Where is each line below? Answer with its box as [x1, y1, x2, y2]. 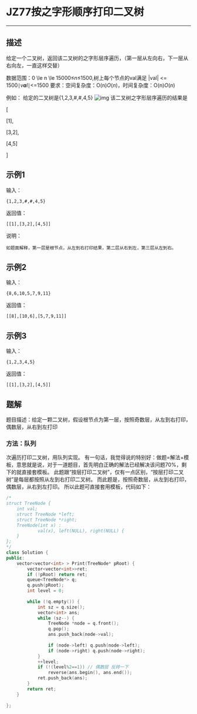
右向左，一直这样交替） [6, 62, 63, 69]
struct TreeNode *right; [16, 517, 77, 523]
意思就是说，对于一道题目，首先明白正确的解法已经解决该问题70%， [16, 462, 182, 469]
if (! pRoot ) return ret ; [27, 571, 88, 577]
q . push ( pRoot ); [27, 582, 64, 588]
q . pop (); [47, 626, 69, 632]
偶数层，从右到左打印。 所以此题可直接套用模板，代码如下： [6, 483, 151, 490]
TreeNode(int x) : [16, 522, 62, 528]
